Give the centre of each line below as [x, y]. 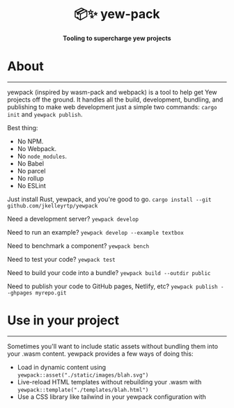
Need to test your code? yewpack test [62, 259]
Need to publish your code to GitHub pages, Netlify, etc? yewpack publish [112, 286]
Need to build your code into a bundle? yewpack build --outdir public [109, 272]
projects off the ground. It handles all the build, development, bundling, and [115, 100]
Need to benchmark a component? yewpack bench [78, 246]
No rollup [30, 178]
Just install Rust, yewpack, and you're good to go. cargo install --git [109, 199]
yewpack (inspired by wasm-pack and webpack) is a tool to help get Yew [112, 92]
